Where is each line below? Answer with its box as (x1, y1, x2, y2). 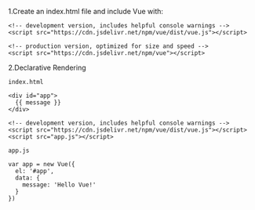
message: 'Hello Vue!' (22, 181, 97, 189)
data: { (15, 174, 41, 182)
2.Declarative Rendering (8, 63, 86, 72)
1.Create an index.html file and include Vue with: (8, 7, 163, 16)
